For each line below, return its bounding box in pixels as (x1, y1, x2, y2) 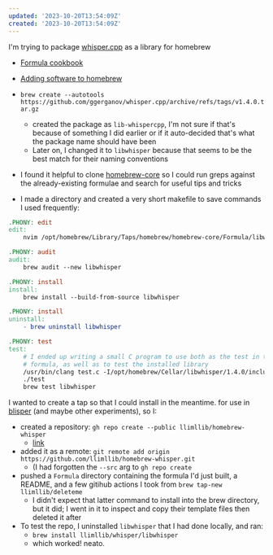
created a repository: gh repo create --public (19, 422, 176, 432)
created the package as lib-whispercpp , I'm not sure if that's (32, 119, 236, 129)
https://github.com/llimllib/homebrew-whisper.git (19, 455, 196, 464)
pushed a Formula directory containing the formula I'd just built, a (19, 471, 238, 481)
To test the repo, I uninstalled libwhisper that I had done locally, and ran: (19, 522, 264, 531)
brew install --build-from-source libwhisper (23, 293, 180, 301)
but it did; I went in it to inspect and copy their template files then (32, 504, 250, 513)
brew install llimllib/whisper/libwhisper (32, 531, 179, 540)
